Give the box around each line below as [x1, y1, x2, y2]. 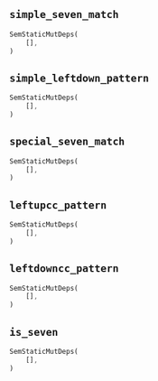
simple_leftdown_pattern [9, 71, 150, 85]
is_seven [9, 325, 59, 339]
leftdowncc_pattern [9, 262, 119, 275]
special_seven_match [9, 135, 125, 148]
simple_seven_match [9, 8, 119, 22]
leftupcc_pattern [9, 199, 107, 211]
